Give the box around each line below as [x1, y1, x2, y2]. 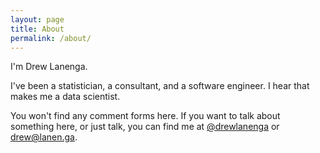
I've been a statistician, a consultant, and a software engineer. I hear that [10, 80, 310, 92]
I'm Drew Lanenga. [10, 61, 88, 73]
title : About [10, 24, 65, 34]
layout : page [10, 14, 65, 25]
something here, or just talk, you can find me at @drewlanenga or [10, 121, 280, 133]
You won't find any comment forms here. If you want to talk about [10, 110, 281, 122]
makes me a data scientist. [10, 91, 121, 103]
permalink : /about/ [10, 33, 92, 43]
